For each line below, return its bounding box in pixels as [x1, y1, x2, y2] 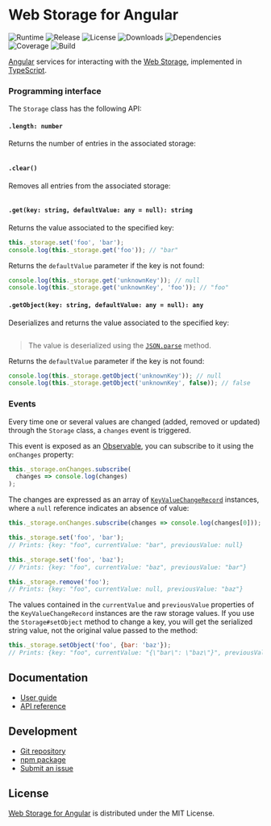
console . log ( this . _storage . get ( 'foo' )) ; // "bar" [8, 246, 179, 254]
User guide [19, 693, 57, 702]
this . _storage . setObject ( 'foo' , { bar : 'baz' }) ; [8, 641, 172, 650]
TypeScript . [8, 65, 47, 74]
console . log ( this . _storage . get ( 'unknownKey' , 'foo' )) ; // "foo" [8, 284, 229, 292]
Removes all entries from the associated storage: [8, 180, 171, 191]
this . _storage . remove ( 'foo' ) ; [8, 578, 110, 586]
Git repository [19, 746, 66, 756]
